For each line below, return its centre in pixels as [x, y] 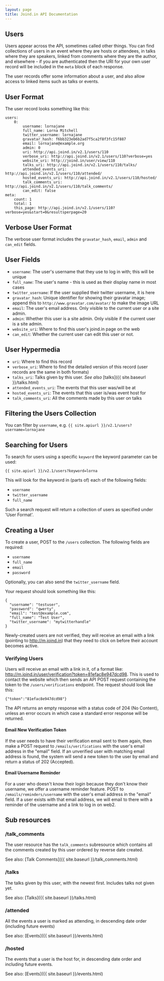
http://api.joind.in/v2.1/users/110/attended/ [54, 174]
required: [14, 547]
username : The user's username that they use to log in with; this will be [83, 272]
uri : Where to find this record [42, 361]
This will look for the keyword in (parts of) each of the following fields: [76, 480]
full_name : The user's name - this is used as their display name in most [84, 282]
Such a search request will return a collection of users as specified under [79, 510]
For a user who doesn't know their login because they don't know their [77, 784]
